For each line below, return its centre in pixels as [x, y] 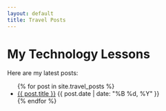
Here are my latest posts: [43, 73]
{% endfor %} [37, 101]
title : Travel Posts [37, 20]
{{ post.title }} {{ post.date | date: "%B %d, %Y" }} [88, 94]
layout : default [30, 13]
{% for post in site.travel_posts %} [66, 86]
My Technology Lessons [79, 54]
